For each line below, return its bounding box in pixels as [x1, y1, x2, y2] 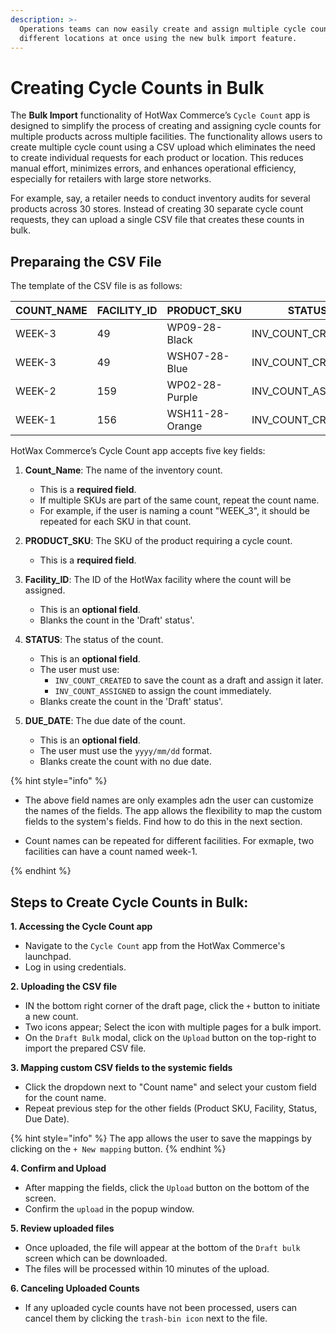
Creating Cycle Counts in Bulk [10, 76, 265, 99]
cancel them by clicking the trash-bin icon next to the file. [24, 1312, 268, 1324]
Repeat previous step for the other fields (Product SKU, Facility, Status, [24, 1102, 318, 1114]
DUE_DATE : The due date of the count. [24, 715, 186, 727]
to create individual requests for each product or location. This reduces [10, 152, 304, 164]
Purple [166, 391, 198, 405]
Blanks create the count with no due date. [39, 756, 212, 768]
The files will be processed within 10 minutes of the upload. [24, 1262, 270, 1275]
